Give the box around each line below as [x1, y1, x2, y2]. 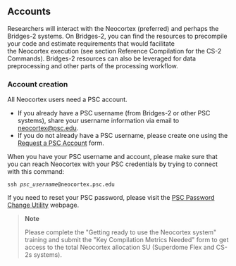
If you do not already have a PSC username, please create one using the [17, 132, 228, 140]
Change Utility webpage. [7, 201, 80, 210]
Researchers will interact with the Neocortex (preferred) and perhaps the [7, 24, 219, 32]
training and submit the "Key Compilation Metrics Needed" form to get [24, 236, 229, 244]
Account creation [7, 79, 68, 89]
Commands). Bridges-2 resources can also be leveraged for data [7, 54, 196, 63]
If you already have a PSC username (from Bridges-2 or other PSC [17, 109, 211, 118]
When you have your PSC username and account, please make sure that [7, 153, 218, 161]
